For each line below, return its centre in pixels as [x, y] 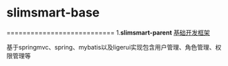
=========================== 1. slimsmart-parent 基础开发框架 [108, 32]
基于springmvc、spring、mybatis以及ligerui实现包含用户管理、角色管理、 [111, 47]
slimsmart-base [53, 13]
